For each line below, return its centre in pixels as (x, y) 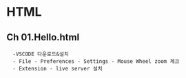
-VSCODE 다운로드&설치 (41, 54)
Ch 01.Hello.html (43, 37)
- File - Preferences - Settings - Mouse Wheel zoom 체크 (96, 62)
